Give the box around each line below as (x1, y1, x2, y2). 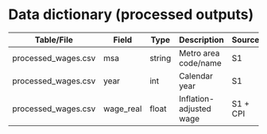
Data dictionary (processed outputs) (8, 6, 254, 24)
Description (178, 34, 225, 45)
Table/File (34, 34, 74, 45)
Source (231, 34, 260, 45)
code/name (178, 57, 222, 68)
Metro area (178, 48, 220, 59)
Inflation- (178, 93, 215, 104)
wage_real (103, 103, 142, 114)
